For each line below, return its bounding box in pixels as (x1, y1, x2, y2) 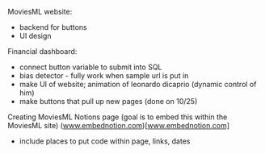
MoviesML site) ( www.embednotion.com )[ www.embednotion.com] (7, 121, 229, 130)
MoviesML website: (7, 7, 73, 16)
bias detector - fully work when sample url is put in (19, 71, 189, 80)
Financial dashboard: (7, 47, 78, 56)
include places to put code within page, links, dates (19, 136, 191, 146)
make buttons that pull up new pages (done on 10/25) (19, 97, 198, 106)
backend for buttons (19, 23, 87, 31)
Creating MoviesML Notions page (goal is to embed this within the (7, 112, 228, 122)
